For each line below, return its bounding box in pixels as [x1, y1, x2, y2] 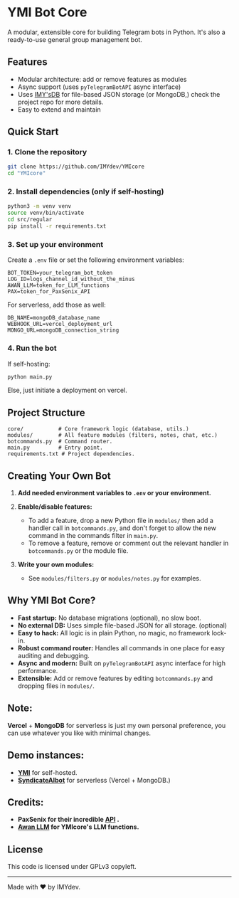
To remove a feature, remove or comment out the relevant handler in [28, 539, 229, 548]
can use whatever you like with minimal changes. [7, 729, 152, 737]
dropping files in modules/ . [17, 681, 95, 690]
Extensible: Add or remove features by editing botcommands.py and [17, 674, 213, 682]
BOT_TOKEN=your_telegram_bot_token [7, 270, 113, 277]
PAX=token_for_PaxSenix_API [7, 288, 91, 295]
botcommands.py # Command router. [7, 438, 113, 445]
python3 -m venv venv [7, 203, 72, 210]
